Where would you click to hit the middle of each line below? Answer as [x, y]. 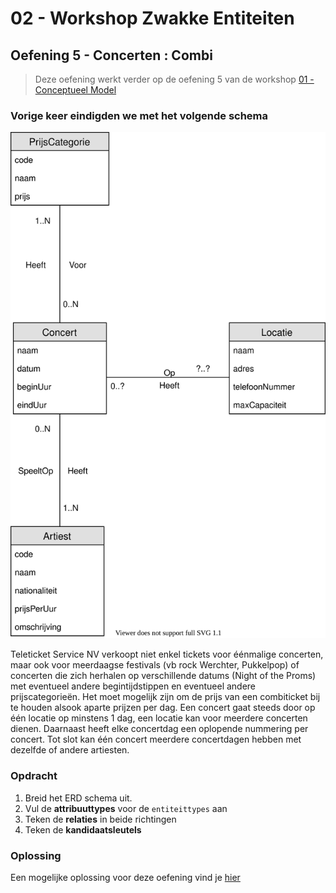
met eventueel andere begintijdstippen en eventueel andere [133, 686]
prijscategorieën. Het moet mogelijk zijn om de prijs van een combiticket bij [165, 697]
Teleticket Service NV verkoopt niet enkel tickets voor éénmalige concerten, [167, 654]
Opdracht [34, 776]
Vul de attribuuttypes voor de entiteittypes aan [126, 808]
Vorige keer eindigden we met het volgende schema [139, 115]
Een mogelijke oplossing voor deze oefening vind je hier [125, 878]
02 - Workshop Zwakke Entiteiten [152, 18]
